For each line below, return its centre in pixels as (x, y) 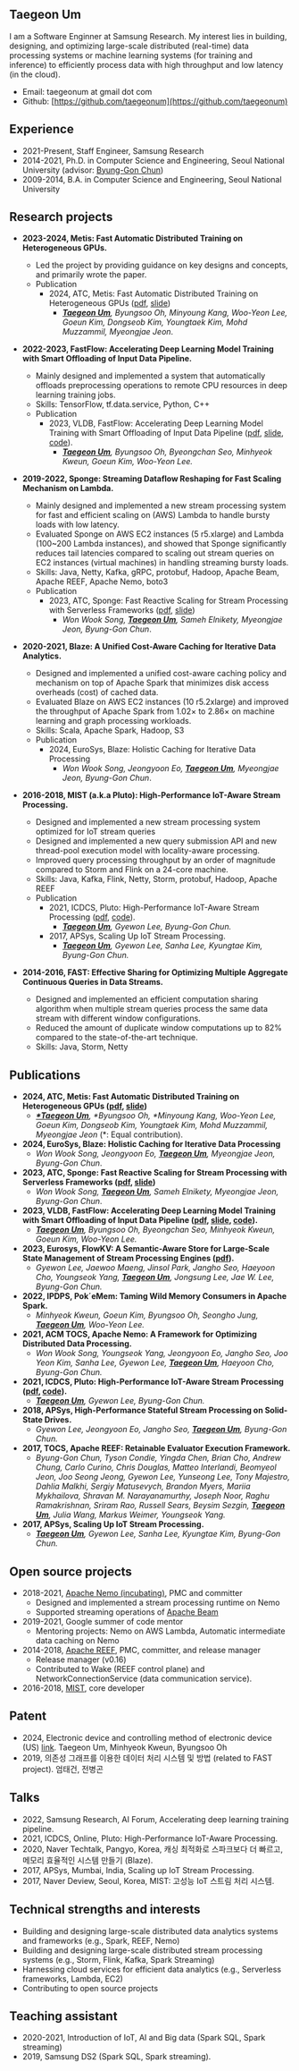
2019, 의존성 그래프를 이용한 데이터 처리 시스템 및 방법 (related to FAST (147, 1758)
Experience (42, 129)
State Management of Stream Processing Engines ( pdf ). (128, 1258)
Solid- (276, 1410)
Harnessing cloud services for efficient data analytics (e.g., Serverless (152, 1969)
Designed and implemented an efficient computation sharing (147, 999)
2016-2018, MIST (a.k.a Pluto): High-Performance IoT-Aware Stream (151, 795)
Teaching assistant (63, 2016)
